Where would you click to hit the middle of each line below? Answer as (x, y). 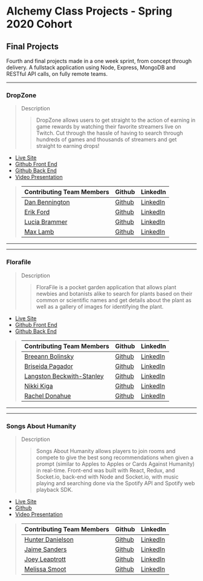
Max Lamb (39, 232)
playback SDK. (54, 489)
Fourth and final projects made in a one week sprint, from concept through (99, 61)
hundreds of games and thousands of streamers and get (106, 139)
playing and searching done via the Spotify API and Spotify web (115, 483)
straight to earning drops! (68, 146)
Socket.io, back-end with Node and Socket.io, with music (108, 477)
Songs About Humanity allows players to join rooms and (106, 451)
